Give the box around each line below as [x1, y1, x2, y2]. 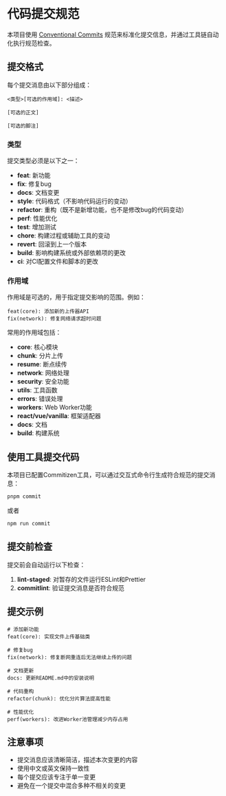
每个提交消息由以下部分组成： [7, 81, 91, 89]
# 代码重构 [7, 688, 34, 695]
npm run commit [7, 521, 51, 527]
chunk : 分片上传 [16, 352, 64, 360]
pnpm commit [7, 493, 41, 500]
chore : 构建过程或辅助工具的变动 [16, 231, 111, 240]
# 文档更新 [7, 667, 34, 674]
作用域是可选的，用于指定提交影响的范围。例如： [7, 293, 146, 302]
